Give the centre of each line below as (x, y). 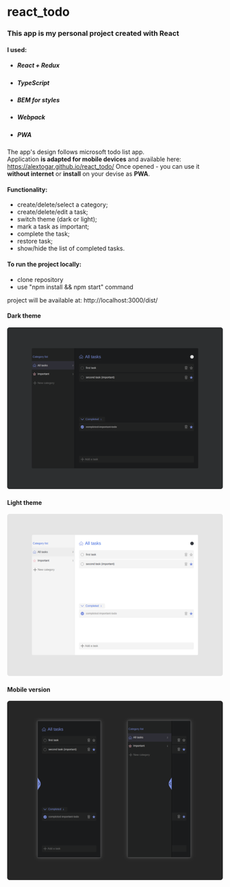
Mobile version (29, 689)
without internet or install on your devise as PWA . (79, 174)
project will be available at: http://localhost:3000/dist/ (82, 300)
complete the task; (43, 234)
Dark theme (24, 316)
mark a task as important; (53, 226)
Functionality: (27, 189)
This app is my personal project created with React (93, 34)
